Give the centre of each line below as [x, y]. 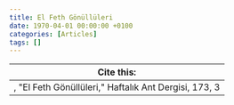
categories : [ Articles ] [53, 34]
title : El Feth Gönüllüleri [61, 17]
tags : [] [25, 42]
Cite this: [117, 72]
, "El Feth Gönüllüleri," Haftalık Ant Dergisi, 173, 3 [117, 87]
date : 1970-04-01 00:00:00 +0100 [71, 26]
